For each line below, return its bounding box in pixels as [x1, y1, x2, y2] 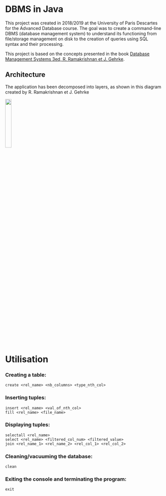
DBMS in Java [5, 3, 64, 15]
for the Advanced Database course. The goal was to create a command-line [5, 25, 162, 31]
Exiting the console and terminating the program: [5, 476, 127, 483]
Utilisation [5, 354, 48, 365]
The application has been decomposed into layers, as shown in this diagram [5, 84, 162, 90]
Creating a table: [5, 371, 46, 378]
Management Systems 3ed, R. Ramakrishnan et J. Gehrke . [5, 56, 125, 62]
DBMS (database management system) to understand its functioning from [5, 30, 157, 36]
